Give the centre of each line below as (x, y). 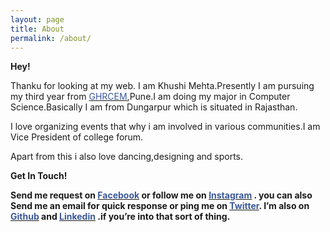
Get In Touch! (39, 176)
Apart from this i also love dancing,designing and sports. (127, 157)
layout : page (37, 19)
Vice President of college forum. (77, 137)
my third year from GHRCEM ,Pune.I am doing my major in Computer (150, 97)
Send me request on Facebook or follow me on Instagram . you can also (161, 195)
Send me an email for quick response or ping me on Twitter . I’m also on (160, 206)
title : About (37, 29)
